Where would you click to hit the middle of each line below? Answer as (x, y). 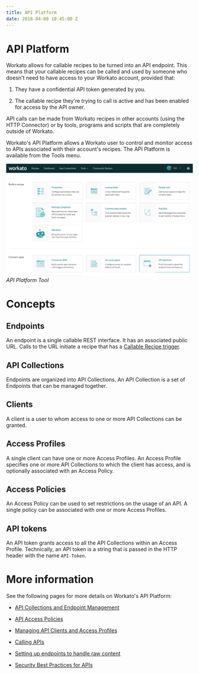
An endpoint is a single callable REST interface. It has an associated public (97, 340)
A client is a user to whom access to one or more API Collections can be (94, 419)
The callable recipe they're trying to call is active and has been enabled (102, 101)
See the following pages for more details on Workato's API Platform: (89, 596)
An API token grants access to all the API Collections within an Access (92, 543)
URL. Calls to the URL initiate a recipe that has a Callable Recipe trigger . (93, 347)
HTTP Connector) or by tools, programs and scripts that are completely (93, 125)
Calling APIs (29, 642)
